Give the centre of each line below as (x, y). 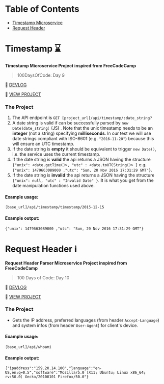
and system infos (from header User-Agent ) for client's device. (75, 325)
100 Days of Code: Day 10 (43, 278)
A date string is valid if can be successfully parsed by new (70, 123)
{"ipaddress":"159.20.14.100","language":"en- (54, 368)
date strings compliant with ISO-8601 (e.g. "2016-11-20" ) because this (83, 139)
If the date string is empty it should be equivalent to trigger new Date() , (84, 149)
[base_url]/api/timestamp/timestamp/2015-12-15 (55, 207)
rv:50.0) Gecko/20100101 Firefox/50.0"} (47, 377)
